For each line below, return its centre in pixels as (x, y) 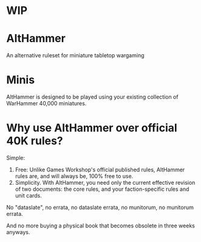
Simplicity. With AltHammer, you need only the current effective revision (105, 183)
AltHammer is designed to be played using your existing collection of (92, 97)
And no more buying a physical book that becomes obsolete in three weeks (101, 226)
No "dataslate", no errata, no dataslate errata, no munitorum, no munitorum (100, 207)
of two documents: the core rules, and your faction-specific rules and (102, 189)
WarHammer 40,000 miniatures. (46, 104)
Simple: (16, 158)
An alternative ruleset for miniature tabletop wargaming (75, 55)
